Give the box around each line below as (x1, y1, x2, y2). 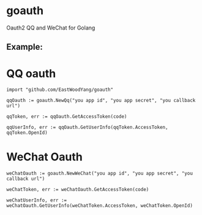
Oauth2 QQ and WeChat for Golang (6, 24, 95, 31)
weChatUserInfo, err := (6, 197, 67, 203)
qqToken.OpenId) (6, 130, 48, 136)
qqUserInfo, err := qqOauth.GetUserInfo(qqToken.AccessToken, (6, 124, 168, 131)
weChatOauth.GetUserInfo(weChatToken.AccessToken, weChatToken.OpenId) (6, 203, 193, 209)
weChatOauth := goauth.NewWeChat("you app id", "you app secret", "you (6, 170, 193, 177)
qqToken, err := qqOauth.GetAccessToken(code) (6, 114, 127, 120)
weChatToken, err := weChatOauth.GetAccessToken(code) (6, 187, 149, 193)
